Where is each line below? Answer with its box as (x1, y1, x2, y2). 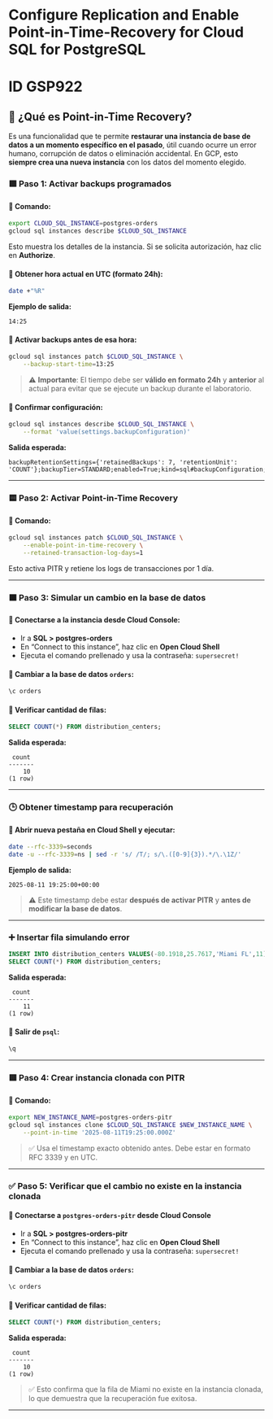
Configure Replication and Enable (8, 6, 240, 24)
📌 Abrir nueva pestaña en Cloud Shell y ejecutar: (8, 824, 176, 835)
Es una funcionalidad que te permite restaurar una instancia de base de (8, 132, 251, 142)
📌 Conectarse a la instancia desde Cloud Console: (8, 615, 180, 625)
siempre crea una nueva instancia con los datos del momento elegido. (8, 157, 246, 168)
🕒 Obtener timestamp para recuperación (8, 801, 174, 813)
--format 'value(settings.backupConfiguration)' (23, 428, 191, 436)
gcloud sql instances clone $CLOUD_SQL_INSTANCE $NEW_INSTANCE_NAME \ (8, 1121, 253, 1129)
